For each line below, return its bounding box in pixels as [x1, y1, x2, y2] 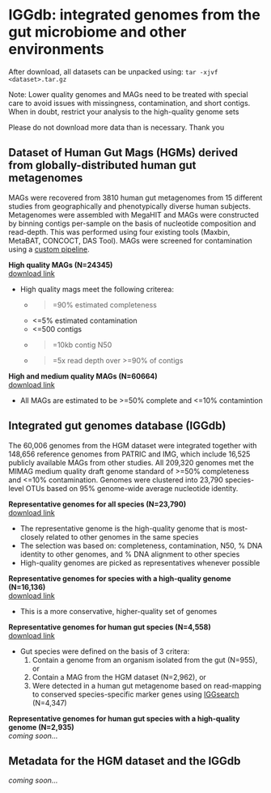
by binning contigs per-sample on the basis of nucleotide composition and [8, 218, 256, 228]
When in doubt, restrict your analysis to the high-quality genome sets [8, 107, 239, 117]
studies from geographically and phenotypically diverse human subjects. [8, 201, 251, 211]
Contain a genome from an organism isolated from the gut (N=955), [32, 655, 258, 664]
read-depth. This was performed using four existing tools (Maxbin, [8, 227, 231, 236]
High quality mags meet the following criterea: [19, 284, 175, 294]
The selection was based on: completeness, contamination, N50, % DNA [19, 541, 263, 550]
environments [8, 40, 104, 58]
